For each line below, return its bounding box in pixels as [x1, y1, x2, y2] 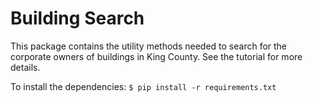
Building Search [10, 7, 145, 30]
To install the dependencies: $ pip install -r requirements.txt [10, 80, 277, 92]
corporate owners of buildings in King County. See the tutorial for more [10, 50, 303, 62]
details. [10, 61, 41, 73]
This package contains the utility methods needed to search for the [10, 40, 288, 52]
